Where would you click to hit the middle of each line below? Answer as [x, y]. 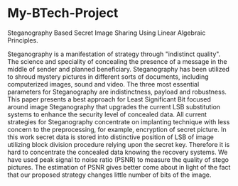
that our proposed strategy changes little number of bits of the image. [109, 175]
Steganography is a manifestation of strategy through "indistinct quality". [114, 54]
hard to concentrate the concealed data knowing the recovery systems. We [118, 152]
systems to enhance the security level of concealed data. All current [107, 114]
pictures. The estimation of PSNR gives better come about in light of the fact [119, 167]
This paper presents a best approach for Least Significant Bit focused [109, 99]
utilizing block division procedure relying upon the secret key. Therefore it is [119, 144]
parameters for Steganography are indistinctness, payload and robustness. [117, 92]
